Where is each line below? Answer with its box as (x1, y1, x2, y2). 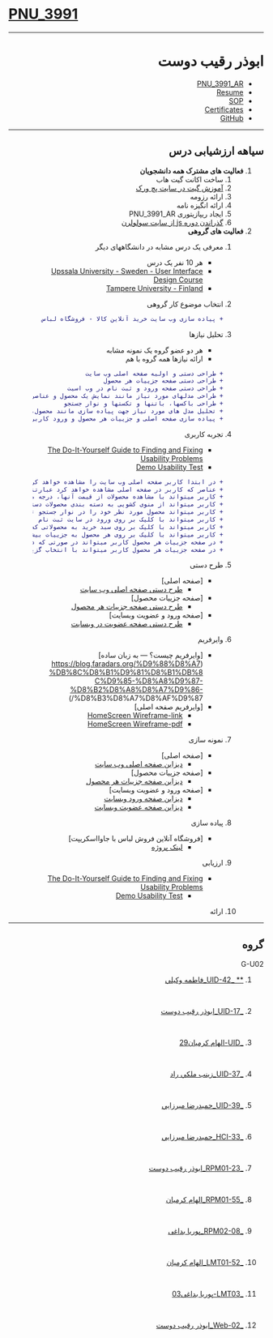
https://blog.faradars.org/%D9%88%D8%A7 (51, 659, 201, 669)
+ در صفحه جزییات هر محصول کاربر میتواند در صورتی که (37, 538, 224, 546)
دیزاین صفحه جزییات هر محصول (86, 776, 183, 786)
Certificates (204, 105, 244, 114)
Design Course (153, 275, 203, 284)
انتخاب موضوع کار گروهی (147, 299, 224, 309)
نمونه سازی (188, 735, 224, 745)
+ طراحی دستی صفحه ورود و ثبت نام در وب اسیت (67, 384, 224, 393)
